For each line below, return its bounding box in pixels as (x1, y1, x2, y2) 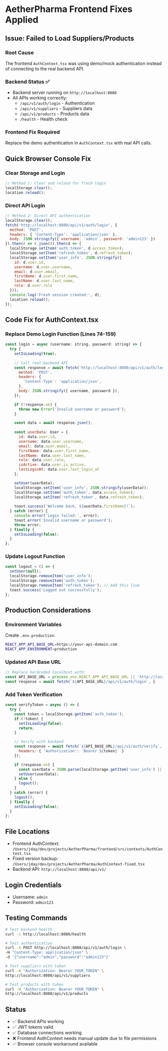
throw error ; (14, 522, 41, 527)
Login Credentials (5, 880, 61, 889)
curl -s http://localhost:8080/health (5, 931, 86, 936)
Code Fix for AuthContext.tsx (5, 315, 98, 324)
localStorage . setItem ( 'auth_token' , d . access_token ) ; (9, 246, 124, 251)
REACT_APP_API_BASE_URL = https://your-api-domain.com (5, 642, 117, 647)
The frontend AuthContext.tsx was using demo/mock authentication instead (5, 60, 162, 66)
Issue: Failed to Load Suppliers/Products (5, 34, 134, 43)
